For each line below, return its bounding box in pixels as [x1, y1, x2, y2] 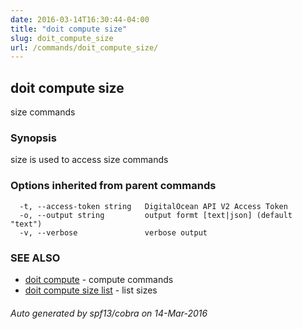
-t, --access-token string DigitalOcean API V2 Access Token [19, 201, 288, 211]
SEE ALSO [10, 251, 61, 265]
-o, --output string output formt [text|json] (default [19, 210, 293, 220]
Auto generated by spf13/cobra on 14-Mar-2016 [10, 307, 208, 319]
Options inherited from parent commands [10, 179, 217, 193]
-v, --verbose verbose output [19, 227, 208, 238]
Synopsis [10, 131, 57, 145]
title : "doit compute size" [10, 24, 128, 34]
